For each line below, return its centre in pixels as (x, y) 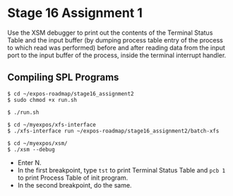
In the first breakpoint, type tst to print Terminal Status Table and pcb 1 (121, 170)
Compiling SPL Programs (63, 77)
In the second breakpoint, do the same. (74, 185)
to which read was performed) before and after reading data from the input (116, 47)
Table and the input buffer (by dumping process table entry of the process (115, 40)
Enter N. (29, 162)
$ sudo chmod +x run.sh (42, 100)
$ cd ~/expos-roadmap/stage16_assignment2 (71, 93)
